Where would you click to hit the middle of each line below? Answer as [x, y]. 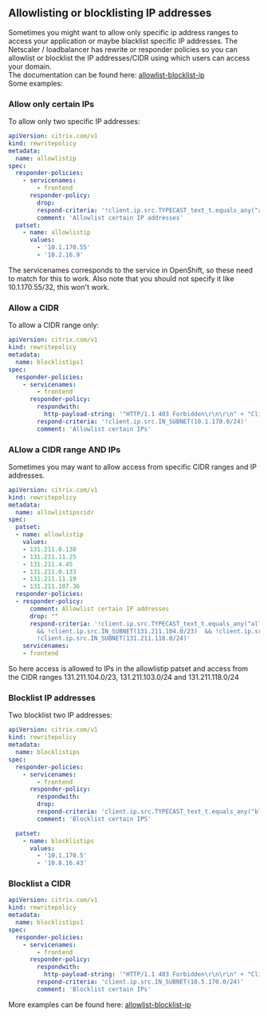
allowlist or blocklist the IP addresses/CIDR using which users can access [129, 58]
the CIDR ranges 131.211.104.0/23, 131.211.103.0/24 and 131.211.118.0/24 [124, 677]
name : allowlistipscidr [55, 512]
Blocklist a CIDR [39, 884]
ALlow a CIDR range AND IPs [65, 449]
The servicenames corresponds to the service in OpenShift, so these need [131, 270]
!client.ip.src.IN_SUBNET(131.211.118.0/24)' [114, 638]
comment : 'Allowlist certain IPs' [94, 429]
